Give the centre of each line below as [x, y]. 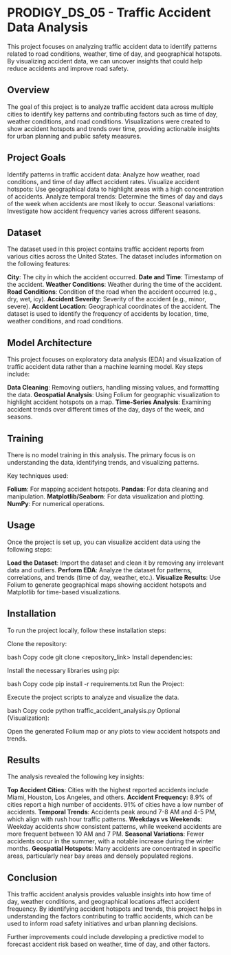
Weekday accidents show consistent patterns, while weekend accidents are [114, 827]
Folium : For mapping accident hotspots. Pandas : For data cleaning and [108, 489]
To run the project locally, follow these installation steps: [87, 630]
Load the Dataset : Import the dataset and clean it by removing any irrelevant [115, 563]
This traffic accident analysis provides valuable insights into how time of [109, 894]
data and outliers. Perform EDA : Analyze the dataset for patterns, [100, 570]
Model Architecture [50, 343]
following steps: [30, 549]
